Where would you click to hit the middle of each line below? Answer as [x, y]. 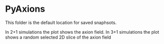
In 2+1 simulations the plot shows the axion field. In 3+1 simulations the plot [82, 32]
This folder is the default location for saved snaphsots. [61, 22]
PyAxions [25, 9]
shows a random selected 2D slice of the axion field [58, 37]
